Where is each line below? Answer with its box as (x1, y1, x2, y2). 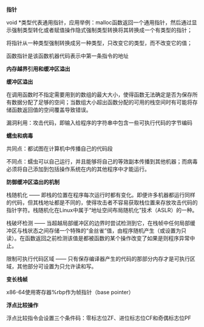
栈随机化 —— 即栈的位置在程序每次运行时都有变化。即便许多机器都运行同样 (6, 191, 195, 198)
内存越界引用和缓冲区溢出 (6, 65, 70, 72)
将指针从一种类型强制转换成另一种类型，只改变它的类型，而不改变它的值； (6, 40, 192, 46)
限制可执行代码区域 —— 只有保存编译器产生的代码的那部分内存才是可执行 (6, 255, 190, 262)
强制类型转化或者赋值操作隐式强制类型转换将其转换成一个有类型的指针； (11, 27, 192, 33)
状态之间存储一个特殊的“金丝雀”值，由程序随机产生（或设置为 (27, 227, 182, 234)
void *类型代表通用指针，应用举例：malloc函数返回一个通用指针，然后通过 (6, 19, 192, 26)
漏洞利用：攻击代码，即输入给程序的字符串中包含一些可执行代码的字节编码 (6, 119, 192, 126)
